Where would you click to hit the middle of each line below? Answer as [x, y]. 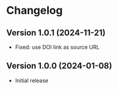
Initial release [31, 80]
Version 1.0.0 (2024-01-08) [59, 66]
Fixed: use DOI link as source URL [57, 47]
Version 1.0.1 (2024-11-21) [56, 33]
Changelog [34, 11]
